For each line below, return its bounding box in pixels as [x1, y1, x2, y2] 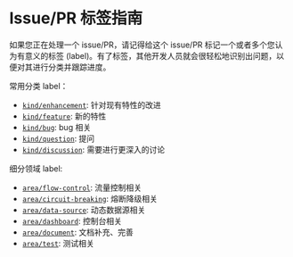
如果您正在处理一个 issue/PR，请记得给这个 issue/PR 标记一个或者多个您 [9, 39, 276, 50]
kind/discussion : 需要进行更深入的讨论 [21, 144, 166, 154]
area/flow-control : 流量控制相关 [21, 182, 142, 193]
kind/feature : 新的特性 [21, 111, 107, 121]
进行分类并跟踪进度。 [32, 62, 111, 72]
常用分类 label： [9, 80, 69, 91]
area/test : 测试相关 [21, 237, 95, 248]
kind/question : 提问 [21, 133, 95, 144]
